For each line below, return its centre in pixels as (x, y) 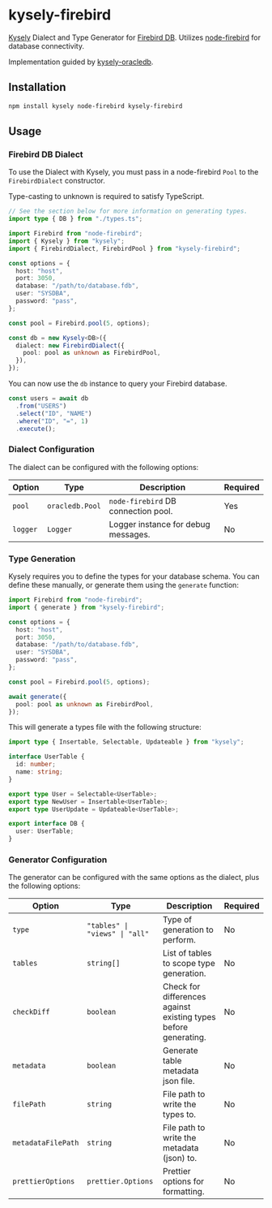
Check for (182, 986)
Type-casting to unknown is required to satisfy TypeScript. (106, 196)
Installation (37, 87)
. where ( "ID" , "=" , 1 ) (52, 421)
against (177, 1007)
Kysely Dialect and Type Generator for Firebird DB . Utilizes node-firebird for (135, 37)
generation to (189, 930)
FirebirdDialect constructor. (57, 181)
